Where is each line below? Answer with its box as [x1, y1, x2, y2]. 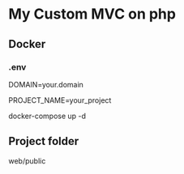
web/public [8, 155, 46, 166]
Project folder [8, 134, 79, 148]
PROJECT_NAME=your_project [8, 95, 112, 105]
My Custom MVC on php [8, 5, 177, 23]
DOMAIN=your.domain [8, 79, 83, 89]
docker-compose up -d [8, 111, 87, 121]
